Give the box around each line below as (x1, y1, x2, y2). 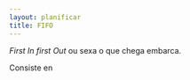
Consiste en (9, 62, 53, 73)
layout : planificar (9, 12, 82, 22)
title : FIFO (9, 21, 53, 30)
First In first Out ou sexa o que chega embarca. (9, 45, 182, 55)
